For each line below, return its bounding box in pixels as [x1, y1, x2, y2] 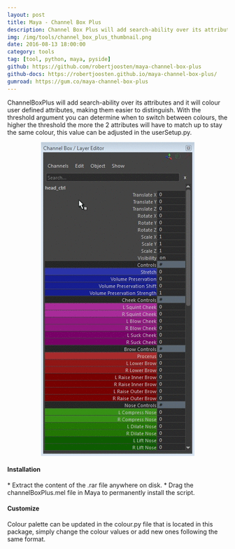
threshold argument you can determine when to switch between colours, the [7, 113, 228, 121]
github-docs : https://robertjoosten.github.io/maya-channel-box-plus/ [7, 70, 218, 77]
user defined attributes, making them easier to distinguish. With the [7, 105, 201, 114]
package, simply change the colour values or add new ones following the [7, 527, 218, 536]
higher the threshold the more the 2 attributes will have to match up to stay [7, 120, 222, 129]
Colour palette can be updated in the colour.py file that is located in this [7, 520, 213, 528]
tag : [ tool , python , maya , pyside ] [7, 56, 111, 63]
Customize [7, 504, 40, 512]
